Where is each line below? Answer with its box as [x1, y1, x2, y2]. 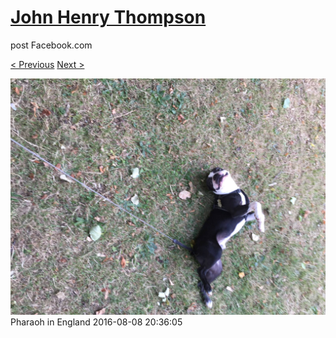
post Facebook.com [10, 39, 93, 51]
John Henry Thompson [10, 6, 207, 29]
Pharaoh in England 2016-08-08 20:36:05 [10, 316, 183, 328]
